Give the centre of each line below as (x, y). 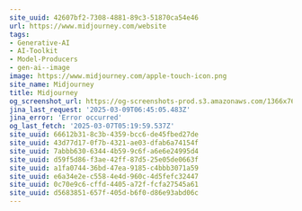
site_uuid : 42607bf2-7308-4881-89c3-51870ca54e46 (104, 18)
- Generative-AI (40, 43)
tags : (19, 34)
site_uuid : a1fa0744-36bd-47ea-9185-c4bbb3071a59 (104, 168)
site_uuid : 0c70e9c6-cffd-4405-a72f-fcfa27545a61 (104, 185)
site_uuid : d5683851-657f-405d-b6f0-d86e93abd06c (104, 193)
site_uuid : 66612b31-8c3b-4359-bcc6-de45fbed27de (104, 135)
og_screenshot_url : (46, 101)
